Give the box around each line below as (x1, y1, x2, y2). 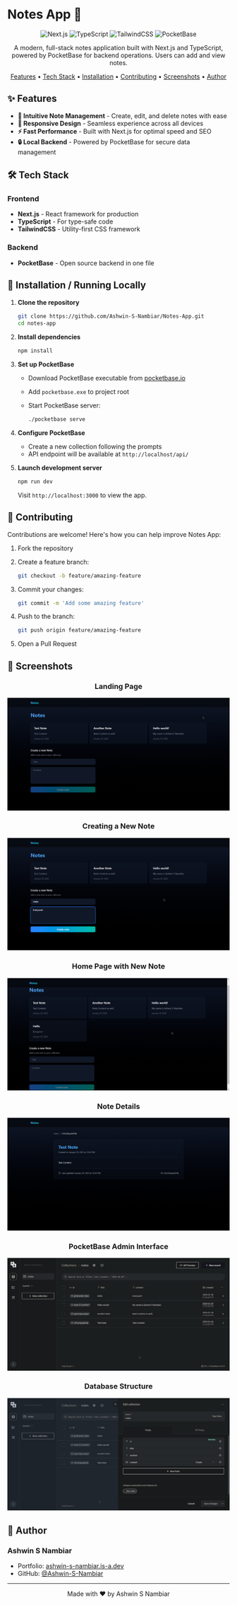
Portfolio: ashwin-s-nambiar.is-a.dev (17, 1561, 125, 1570)
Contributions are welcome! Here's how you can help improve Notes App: (7, 530, 221, 538)
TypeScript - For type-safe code (17, 217, 114, 226)
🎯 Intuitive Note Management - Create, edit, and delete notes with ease (17, 111, 227, 120)
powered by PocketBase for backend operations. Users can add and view (11, 51, 226, 59)
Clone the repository (17, 298, 80, 306)
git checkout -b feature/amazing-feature (17, 572, 142, 579)
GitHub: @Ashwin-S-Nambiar (17, 1569, 104, 1577)
